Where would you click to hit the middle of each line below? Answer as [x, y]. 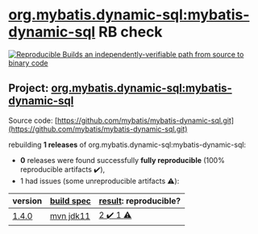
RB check [130, 32]
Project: [29, 88]
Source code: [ [33, 120]
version [27, 201]
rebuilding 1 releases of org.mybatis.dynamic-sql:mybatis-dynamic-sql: [127, 144]
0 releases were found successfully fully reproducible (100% [123, 160]
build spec [70, 201]
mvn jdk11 [70, 216]
